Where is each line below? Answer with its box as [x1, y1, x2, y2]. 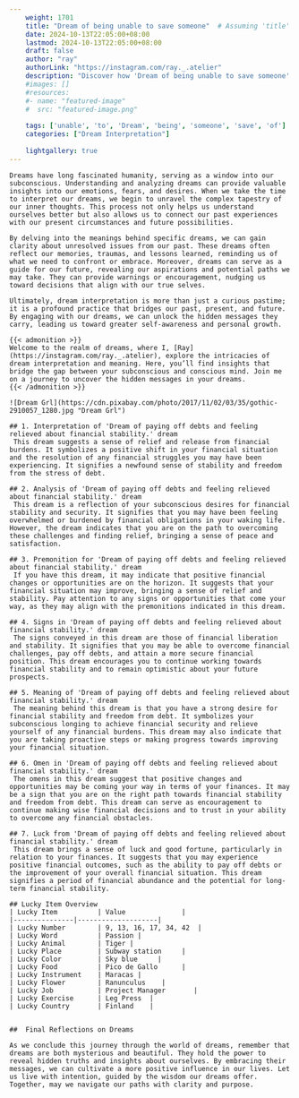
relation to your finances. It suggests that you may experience [9, 853, 258, 862]
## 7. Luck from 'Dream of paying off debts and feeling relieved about [9, 829, 286, 838]
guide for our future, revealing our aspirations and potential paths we [9, 265, 291, 274]
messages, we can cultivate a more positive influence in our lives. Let [9, 1064, 291, 1073]
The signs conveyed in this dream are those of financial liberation [13, 633, 278, 642]
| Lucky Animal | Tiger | [9, 939, 134, 948]
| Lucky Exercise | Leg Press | [9, 993, 154, 1003]
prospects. [9, 673, 50, 682]
